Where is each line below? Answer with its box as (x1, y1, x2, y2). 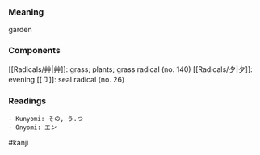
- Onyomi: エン (8, 124, 57, 132)
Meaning (8, 6, 44, 18)
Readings (8, 95, 47, 107)
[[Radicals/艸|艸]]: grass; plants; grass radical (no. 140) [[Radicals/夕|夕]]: (8, 64, 253, 74)
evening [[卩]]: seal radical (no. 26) (8, 74, 125, 84)
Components (8, 45, 61, 57)
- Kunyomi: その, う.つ (8, 115, 83, 123)
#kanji (8, 137, 29, 147)
